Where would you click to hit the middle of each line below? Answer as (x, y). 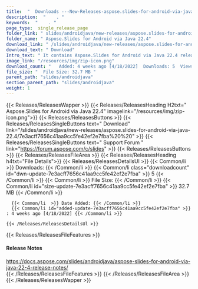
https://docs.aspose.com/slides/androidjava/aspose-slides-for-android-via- (98, 261)
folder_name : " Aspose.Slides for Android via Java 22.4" (79, 39)
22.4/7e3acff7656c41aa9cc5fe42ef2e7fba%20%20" (70, 136)
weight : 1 (18, 88)
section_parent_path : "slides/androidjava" (60, 83)
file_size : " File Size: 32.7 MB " (51, 72)
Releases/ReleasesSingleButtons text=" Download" (68, 124)
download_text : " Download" (41, 50)
